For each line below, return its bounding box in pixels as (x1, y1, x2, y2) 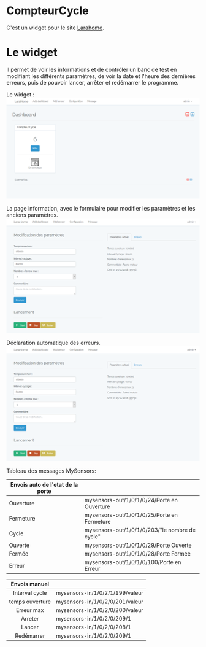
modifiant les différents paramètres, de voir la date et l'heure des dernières (6, 72, 196, 80)
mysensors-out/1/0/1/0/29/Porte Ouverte (84, 541, 192, 549)
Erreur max (16, 606, 44, 614)
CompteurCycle (6, 4, 89, 18)
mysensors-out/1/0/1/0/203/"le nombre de (84, 526, 196, 534)
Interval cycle (13, 589, 47, 597)
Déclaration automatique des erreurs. (6, 339, 101, 347)
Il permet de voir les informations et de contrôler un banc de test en (6, 66, 177, 73)
